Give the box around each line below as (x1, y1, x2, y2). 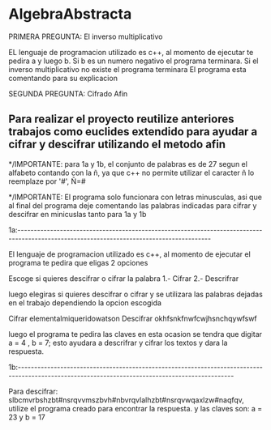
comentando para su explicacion (8, 73, 118, 83)
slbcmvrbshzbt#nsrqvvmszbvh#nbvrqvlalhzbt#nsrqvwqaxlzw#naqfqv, (8, 394, 245, 405)
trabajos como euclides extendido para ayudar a (8, 125, 258, 138)
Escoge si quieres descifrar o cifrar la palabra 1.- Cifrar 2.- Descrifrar (8, 273, 239, 283)
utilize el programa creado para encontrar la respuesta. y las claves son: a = (8, 403, 262, 413)
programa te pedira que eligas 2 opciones (8, 258, 148, 267)
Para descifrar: (8, 386, 58, 396)
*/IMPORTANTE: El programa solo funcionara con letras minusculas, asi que (8, 192, 262, 202)
